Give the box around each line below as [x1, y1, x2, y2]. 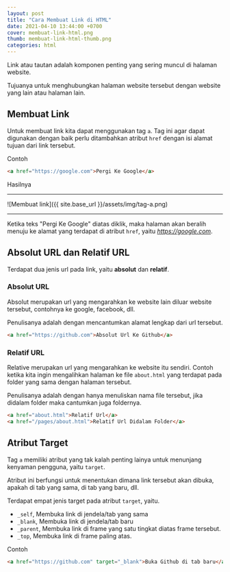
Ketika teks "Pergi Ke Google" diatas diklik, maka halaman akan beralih [7, 219, 207, 228]
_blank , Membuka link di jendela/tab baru [16, 517, 133, 525]
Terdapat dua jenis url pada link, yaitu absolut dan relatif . [7, 265, 170, 273]
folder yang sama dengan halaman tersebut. [7, 378, 132, 386]
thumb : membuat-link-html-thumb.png [7, 36, 112, 43]
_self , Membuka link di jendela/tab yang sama [16, 510, 149, 518]
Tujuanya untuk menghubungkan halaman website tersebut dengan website [7, 82, 221, 89]
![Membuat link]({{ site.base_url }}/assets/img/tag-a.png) [7, 200, 168, 208]
